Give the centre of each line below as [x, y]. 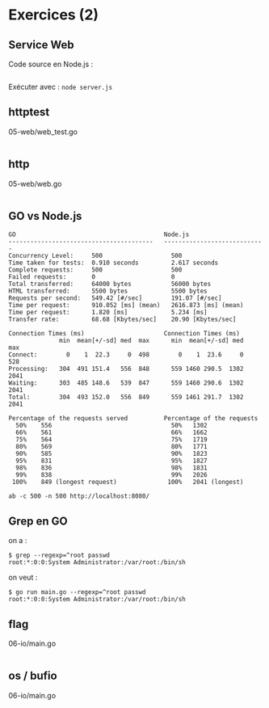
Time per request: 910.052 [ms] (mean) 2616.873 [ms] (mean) [126, 306]
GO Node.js [99, 235]
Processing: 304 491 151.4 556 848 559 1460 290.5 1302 [126, 369]
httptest [29, 112]
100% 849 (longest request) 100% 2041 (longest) [128, 483]
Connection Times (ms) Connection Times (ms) [124, 334]
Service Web [41, 45]
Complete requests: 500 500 [95, 270]
